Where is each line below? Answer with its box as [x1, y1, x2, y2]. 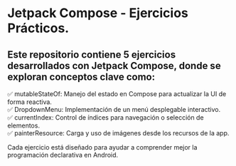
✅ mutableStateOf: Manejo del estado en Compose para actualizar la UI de [7, 90, 227, 98]
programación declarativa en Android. [7, 151, 119, 159]
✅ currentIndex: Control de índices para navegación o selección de [7, 113, 204, 122]
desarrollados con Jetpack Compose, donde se [7, 59, 222, 72]
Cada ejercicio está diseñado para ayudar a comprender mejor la [7, 143, 198, 151]
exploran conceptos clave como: [7, 71, 155, 83]
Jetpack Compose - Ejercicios [7, 5, 188, 21]
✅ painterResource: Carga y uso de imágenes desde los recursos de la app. [7, 129, 230, 137]
